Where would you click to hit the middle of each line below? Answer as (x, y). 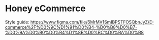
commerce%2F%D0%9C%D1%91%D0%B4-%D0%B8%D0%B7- (71, 27)
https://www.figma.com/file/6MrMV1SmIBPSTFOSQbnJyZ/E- (92, 22)
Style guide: (17, 22)
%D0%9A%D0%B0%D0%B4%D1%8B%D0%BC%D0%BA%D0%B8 (75, 32)
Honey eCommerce (46, 9)
